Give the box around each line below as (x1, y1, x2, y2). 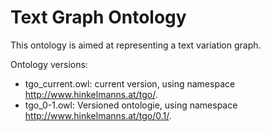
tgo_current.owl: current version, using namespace (24, 77, 236, 90)
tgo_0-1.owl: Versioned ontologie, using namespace (24, 99, 238, 111)
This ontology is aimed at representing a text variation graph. (10, 39, 262, 51)
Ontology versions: (10, 58, 88, 70)
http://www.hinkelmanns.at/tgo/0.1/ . (24, 109, 172, 121)
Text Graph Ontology (10, 6, 187, 29)
